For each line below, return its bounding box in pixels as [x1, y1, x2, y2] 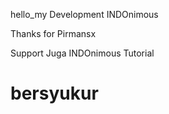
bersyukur [10, 82, 99, 105]
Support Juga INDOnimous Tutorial [10, 47, 155, 59]
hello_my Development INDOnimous [10, 9, 159, 20]
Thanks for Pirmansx [10, 28, 97, 39]
